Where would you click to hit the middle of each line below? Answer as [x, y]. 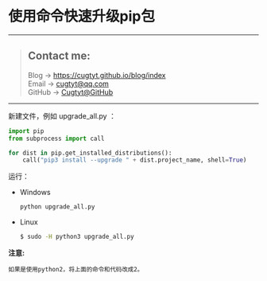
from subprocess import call [56, 139]
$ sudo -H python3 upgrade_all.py [77, 237]
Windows [35, 193]
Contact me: [59, 56]
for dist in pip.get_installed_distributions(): [90, 153]
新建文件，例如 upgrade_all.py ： [62, 115]
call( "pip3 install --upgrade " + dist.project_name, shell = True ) [135, 160]
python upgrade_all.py [57, 207]
